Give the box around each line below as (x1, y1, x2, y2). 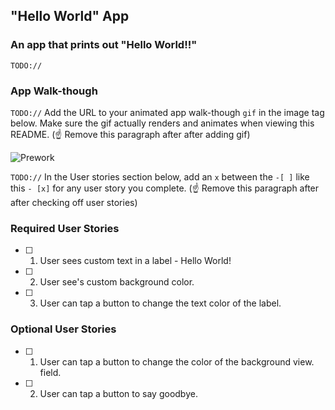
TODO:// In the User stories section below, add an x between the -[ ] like (10, 170, 310, 183)
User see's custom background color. (39, 276, 195, 288)
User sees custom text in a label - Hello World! (39, 255, 232, 267)
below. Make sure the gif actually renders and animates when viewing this (10, 117, 315, 129)
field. (39, 366, 62, 378)
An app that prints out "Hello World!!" (10, 38, 198, 52)
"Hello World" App (10, 8, 130, 25)
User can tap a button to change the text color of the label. (39, 297, 282, 309)
